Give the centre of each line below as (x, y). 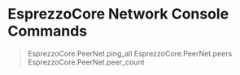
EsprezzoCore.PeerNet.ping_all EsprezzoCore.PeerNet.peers (130, 53)
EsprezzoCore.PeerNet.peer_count (86, 62)
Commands (48, 31)
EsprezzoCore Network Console (118, 14)
